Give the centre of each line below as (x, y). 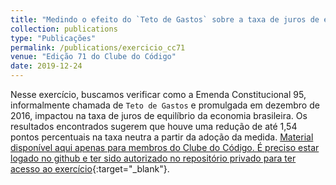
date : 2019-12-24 (46, 66)
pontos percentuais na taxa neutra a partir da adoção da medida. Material (162, 137)
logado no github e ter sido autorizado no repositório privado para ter (153, 158)
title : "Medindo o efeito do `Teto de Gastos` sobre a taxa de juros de (165, 19)
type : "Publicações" (53, 38)
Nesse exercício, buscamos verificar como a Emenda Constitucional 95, (158, 94)
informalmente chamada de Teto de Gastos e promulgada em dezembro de (165, 105)
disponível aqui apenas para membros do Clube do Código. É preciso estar (165, 147)
